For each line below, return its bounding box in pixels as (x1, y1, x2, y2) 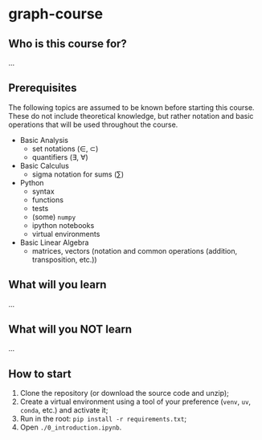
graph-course (8, 5, 103, 23)
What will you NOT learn (8, 323, 133, 336)
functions (31, 194, 64, 205)
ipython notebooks (31, 220, 95, 230)
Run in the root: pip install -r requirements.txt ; (19, 414, 187, 424)
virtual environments (31, 229, 100, 238)
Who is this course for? (8, 37, 127, 51)
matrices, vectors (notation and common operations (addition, (31, 246, 238, 255)
